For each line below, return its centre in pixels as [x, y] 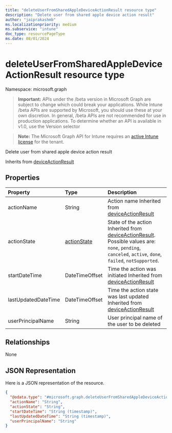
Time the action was [132, 269]
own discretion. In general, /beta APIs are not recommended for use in [92, 115]
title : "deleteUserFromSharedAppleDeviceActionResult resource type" [81, 10]
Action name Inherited [134, 201]
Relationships [28, 342]
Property [19, 192]
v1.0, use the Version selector [49, 126]
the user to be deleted [134, 324]
